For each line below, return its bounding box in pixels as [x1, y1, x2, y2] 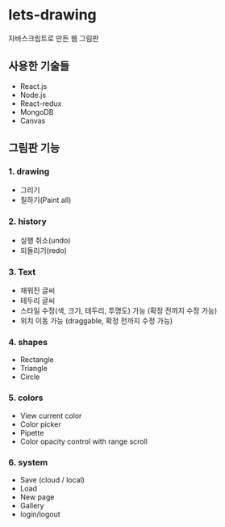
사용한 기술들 [8, 59, 70, 74]
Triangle [19, 364, 48, 373]
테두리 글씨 [19, 296, 56, 306]
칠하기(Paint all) [19, 196, 72, 205]
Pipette [19, 428, 44, 437]
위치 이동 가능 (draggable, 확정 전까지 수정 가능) [19, 316, 173, 326]
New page [19, 491, 55, 502]
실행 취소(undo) [19, 235, 71, 245]
